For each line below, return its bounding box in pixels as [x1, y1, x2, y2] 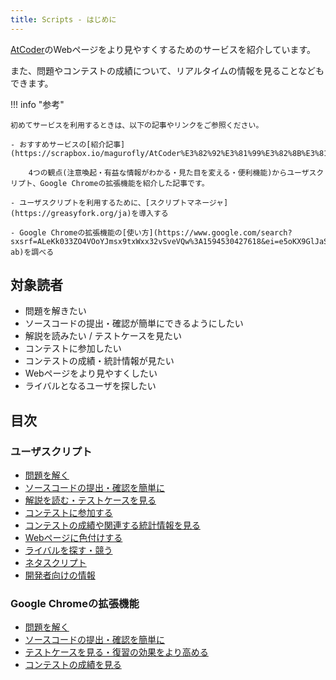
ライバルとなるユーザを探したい [24, 380, 157, 392]
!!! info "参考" [10, 98, 65, 110]
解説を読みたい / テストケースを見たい [24, 330, 183, 342]
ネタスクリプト [24, 557, 87, 569]
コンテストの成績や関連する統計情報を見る [24, 519, 201, 531]
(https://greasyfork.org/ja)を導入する [10, 208, 169, 218]
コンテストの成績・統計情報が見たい [24, 355, 175, 367]
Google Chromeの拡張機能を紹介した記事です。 [39, 178, 210, 188]
